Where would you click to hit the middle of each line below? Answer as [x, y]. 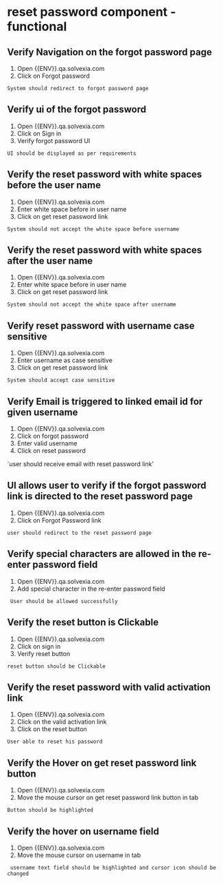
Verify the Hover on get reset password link [102, 762]
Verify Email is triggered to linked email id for [105, 401]
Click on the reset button [52, 729]
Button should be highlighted [50, 810]
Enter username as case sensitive [65, 360]
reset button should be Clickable [57, 666]
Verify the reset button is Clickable [83, 623]
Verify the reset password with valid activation [109, 687]
